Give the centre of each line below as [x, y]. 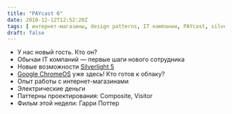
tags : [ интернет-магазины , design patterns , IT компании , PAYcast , [108, 26]
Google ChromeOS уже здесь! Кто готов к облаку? [91, 74]
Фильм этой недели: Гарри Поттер [68, 103]
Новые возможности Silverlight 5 [66, 67]
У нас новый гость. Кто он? [57, 52]
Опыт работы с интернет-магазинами [73, 81]
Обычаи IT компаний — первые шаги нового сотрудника [101, 60]
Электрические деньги [51, 89]
